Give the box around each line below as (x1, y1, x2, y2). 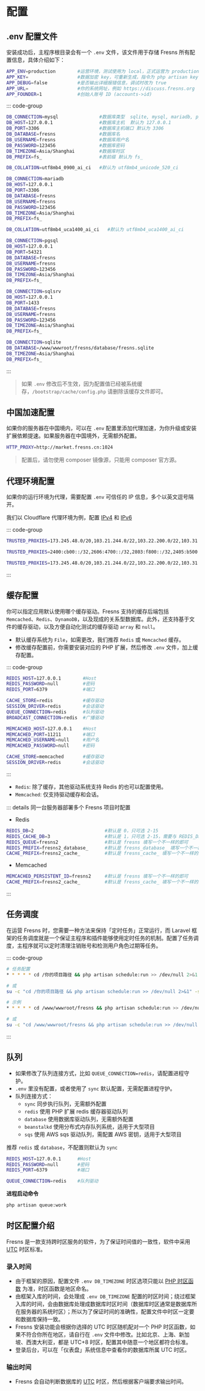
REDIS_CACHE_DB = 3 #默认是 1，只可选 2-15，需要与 (6, 833, 177, 840)
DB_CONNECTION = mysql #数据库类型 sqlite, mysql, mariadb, (6, 114, 193, 120)
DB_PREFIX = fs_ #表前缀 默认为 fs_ (6, 153, 143, 160)
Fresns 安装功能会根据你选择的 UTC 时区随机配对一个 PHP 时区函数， (15, 1323, 190, 1330)
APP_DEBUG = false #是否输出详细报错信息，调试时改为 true (6, 79, 167, 86)
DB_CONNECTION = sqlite (6, 339, 62, 345)
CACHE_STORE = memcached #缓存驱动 (6, 754, 104, 760)
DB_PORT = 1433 (6, 299, 40, 306)
